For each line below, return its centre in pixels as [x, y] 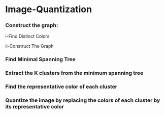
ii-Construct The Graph [29, 46]
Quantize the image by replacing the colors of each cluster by [83, 100]
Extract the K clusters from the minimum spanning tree [74, 73]
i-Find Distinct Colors [27, 36]
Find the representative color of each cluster [61, 87]
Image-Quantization [49, 9]
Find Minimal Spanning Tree [41, 60]
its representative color [35, 107]
